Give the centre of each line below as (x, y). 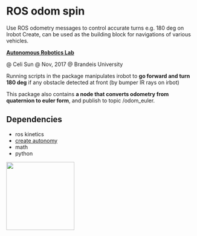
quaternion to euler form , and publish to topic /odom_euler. (81, 100)
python (24, 153)
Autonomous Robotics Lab (40, 52)
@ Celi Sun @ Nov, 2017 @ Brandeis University (65, 64)
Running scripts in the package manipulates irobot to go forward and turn (98, 76)
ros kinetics (29, 134)
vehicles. (18, 41)
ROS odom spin (46, 11)
